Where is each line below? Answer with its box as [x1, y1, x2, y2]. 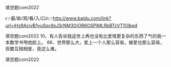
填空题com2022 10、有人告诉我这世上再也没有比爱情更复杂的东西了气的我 [5, 33, 162, 39]
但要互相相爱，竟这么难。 [5, 46, 59, 52]
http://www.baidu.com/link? [53, 15, 112, 21]
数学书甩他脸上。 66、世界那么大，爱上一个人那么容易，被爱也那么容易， [9, 40, 165, 45]
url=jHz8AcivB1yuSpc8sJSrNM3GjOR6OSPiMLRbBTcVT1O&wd [5, 22, 137, 28]
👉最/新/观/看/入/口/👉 [5, 15, 53, 21]
